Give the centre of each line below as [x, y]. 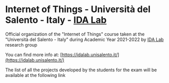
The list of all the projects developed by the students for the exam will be [81, 70]
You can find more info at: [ [34, 55]
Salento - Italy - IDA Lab [56, 20]
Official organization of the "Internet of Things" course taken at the [75, 34]
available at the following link [35, 75]
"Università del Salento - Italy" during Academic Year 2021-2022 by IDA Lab [85, 39]
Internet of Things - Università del [78, 9]
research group [21, 45]
